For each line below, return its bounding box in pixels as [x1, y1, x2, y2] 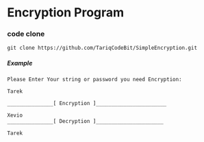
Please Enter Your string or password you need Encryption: [7, 76, 183, 83]
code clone [7, 29, 45, 39]
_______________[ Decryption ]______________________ [7, 118, 164, 125]
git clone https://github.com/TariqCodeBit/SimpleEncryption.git [7, 44, 197, 52]
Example [7, 59, 33, 68]
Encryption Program [7, 5, 125, 20]
